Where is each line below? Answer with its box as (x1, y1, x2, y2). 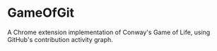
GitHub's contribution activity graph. (7, 35, 113, 43)
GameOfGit (7, 5, 75, 21)
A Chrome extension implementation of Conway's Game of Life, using (7, 28, 211, 36)
